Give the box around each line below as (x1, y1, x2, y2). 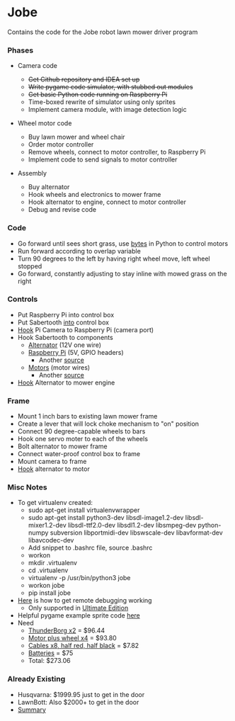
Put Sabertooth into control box (17, 318, 110, 327)
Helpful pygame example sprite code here (17, 611, 140, 620)
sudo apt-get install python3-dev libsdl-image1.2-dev (28, 513, 184, 522)
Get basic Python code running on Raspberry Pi (28, 90, 168, 99)
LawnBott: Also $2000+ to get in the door (17, 698, 139, 706)
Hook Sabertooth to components (17, 333, 113, 341)
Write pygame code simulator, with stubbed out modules (28, 83, 193, 91)
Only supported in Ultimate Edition (28, 603, 129, 613)
